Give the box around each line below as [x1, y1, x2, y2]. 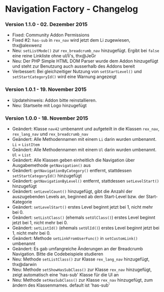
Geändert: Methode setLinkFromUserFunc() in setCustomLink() [12, 236, 138, 241]
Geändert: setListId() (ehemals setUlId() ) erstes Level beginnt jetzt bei [12, 225, 160, 231]
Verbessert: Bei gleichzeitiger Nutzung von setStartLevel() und [12, 69, 142, 75]
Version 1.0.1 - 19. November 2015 [5, 86, 87, 93]
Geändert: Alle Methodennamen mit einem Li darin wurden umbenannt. [12, 136, 157, 142]
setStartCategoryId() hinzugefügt [12, 173, 82, 179]
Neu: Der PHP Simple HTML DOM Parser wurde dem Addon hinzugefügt [12, 58, 159, 64]
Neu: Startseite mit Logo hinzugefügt [12, 102, 87, 108]
